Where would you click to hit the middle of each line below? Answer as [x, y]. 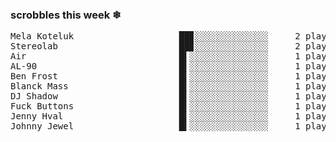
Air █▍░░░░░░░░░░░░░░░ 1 [155, 56]
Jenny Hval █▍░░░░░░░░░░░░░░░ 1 [155, 116]
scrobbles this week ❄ [66, 15]
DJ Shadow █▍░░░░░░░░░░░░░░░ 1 [155, 96]
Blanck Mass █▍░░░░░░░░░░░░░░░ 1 [155, 86]
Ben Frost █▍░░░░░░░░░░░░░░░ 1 [155, 76]
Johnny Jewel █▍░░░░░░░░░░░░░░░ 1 [155, 126]
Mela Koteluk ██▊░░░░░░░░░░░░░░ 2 [155, 36]
